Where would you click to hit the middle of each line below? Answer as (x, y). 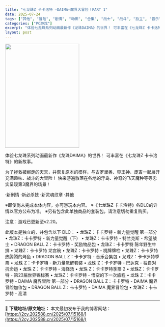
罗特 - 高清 (16, 293)
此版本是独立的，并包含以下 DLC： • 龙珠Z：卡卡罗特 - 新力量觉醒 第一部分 (81, 232)
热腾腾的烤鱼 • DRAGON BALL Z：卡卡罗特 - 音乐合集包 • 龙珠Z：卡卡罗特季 (82, 257)
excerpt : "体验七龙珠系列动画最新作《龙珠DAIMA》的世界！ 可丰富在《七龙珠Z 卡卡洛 (82, 28)
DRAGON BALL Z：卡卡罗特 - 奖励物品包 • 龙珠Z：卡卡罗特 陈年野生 (83, 244)
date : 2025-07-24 (23, 14)
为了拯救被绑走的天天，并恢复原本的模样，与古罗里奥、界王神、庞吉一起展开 (82, 172)
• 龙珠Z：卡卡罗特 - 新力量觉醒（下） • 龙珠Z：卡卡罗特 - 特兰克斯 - (74, 238)
